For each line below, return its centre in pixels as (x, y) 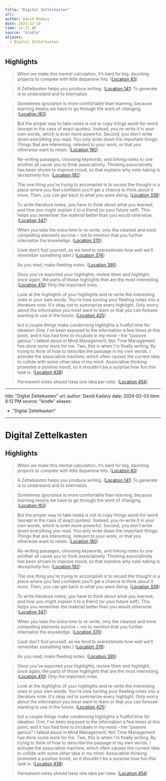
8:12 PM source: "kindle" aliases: (39, 401)
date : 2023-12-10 (23, 23)
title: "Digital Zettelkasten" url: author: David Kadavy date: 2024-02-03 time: (83, 396)
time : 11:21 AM (21, 28)
